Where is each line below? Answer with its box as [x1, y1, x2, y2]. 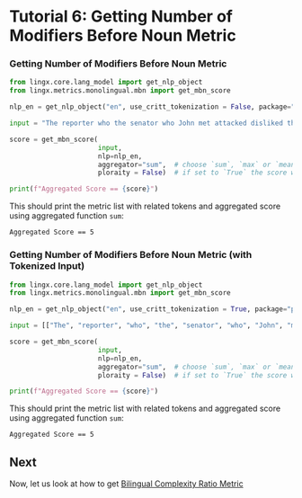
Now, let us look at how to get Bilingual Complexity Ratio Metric [9, 478, 244, 489]
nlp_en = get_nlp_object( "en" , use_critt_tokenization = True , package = [9, 305, 288, 314]
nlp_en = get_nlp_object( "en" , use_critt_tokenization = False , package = [9, 102, 292, 111]
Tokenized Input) [9, 260, 85, 272]
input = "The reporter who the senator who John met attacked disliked [9, 119, 283, 128]
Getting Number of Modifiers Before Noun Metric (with [9, 249, 253, 262]
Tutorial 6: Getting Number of [9, 6, 234, 27]
